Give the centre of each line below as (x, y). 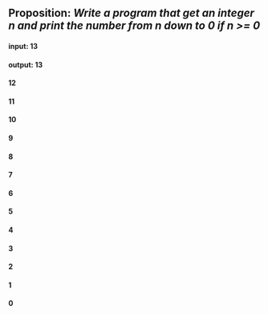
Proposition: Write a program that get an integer (132, 13)
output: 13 (26, 64)
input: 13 (23, 46)
